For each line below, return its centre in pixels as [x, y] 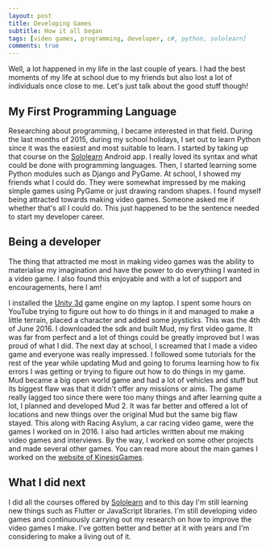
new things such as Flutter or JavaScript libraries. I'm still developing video [133, 510]
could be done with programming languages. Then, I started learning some [133, 165]
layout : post [30, 16]
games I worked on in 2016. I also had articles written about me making [126, 431]
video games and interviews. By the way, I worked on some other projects [131, 440]
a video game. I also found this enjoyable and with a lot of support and [125, 279]
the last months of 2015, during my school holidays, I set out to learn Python [135, 139]
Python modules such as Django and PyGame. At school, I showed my [125, 174]
